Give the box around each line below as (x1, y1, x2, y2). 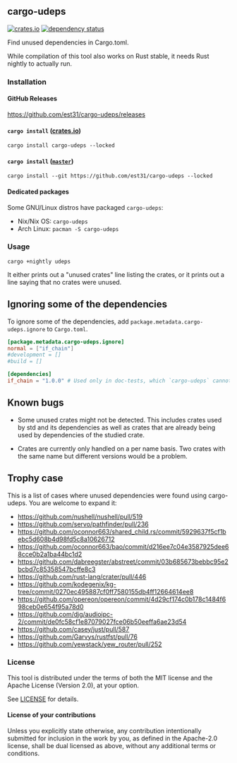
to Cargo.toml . (47, 324, 88, 333)
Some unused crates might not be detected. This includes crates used (17, 415, 222, 424)
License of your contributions (7, 711, 97, 719)
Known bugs (7, 397, 65, 409)
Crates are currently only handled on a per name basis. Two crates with (17, 444, 226, 453)
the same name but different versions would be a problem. (17, 451, 188, 460)
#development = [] (7, 351, 61, 359)
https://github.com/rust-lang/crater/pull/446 (17, 572, 147, 581)
